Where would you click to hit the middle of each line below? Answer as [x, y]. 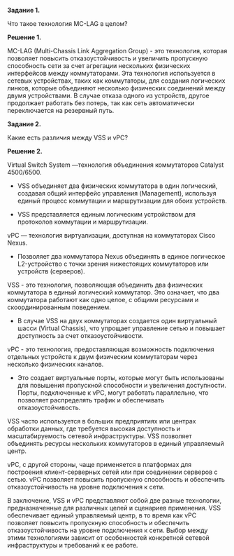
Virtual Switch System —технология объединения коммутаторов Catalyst [116, 165]
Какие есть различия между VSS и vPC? [67, 137]
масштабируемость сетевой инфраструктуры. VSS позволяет [100, 436]
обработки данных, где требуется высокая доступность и [94, 428]
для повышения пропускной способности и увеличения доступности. [122, 385]
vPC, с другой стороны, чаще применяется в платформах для [100, 465]
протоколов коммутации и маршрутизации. [83, 222]
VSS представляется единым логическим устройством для [106, 214]
